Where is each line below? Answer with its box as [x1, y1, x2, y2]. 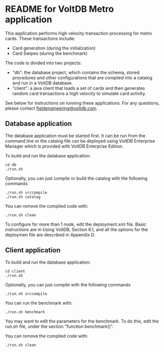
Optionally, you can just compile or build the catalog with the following [5, 175, 148, 181]
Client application [5, 246, 61, 255]
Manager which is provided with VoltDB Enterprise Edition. [5, 143, 124, 149]
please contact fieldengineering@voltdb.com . [5, 105, 98, 111]
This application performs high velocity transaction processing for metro [5, 30, 152, 36]
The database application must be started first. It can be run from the [5, 132, 146, 139]
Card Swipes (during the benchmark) [12, 50, 88, 56]
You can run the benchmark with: [5, 300, 73, 306]
